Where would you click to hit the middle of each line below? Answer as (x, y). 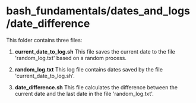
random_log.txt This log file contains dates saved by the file (89, 69)
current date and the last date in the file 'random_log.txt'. (84, 93)
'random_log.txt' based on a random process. (70, 58)
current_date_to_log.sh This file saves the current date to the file (95, 51)
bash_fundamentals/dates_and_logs (98, 11)
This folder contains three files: (44, 40)
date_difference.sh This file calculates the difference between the (96, 87)
